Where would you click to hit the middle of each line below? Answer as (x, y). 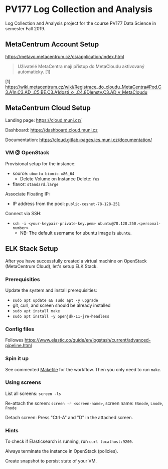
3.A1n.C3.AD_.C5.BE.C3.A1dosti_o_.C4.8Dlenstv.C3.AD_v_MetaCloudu (76, 92)
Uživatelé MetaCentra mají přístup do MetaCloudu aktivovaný (81, 66)
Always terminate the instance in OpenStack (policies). (62, 451)
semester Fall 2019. (25, 28)
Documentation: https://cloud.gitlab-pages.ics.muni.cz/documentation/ (79, 140)
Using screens (23, 382)
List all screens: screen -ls (33, 393)
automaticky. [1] (34, 72)
